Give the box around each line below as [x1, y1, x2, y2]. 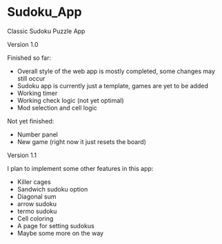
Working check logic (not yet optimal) [17, 96, 124, 104]
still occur [17, 74, 46, 83]
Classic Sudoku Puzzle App [7, 27, 85, 35]
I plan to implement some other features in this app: [7, 164, 154, 172]
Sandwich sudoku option [17, 185, 88, 193]
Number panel [17, 130, 59, 139]
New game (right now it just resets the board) [17, 137, 147, 145]
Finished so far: [7, 53, 52, 62]
